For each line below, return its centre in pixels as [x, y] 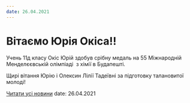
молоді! [16, 82]
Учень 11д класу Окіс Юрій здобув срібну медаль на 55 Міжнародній [94, 58]
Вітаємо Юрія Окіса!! [61, 41]
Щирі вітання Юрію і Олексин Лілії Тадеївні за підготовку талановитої [95, 76]
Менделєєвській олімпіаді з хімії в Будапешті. [66, 64]
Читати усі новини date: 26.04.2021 [51, 93]
